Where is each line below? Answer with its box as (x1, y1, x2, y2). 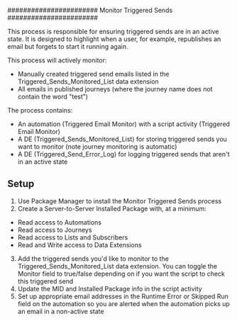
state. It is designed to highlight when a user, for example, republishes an (7, 35, 221, 43)
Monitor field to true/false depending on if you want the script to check (17, 269, 226, 278)
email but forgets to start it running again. (7, 43, 128, 50)
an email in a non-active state (17, 307, 104, 315)
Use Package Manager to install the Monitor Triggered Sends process (17, 196, 222, 205)
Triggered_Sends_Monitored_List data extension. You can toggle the (17, 261, 218, 270)
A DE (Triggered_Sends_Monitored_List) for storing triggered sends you (17, 135, 227, 143)
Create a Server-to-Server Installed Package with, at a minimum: (17, 204, 207, 213)
